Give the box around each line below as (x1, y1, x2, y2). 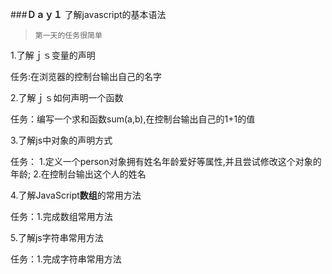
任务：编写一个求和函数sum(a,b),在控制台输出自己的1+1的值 (10, 113, 256, 125)
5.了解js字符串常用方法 (10, 232, 104, 243)
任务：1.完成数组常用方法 (10, 211, 113, 222)
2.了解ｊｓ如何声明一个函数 (10, 92, 124, 103)
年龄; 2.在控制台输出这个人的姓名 (10, 168, 147, 180)
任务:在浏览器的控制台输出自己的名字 (10, 71, 163, 82)
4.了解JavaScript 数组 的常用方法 (10, 189, 142, 201)
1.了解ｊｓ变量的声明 (10, 49, 96, 61)
